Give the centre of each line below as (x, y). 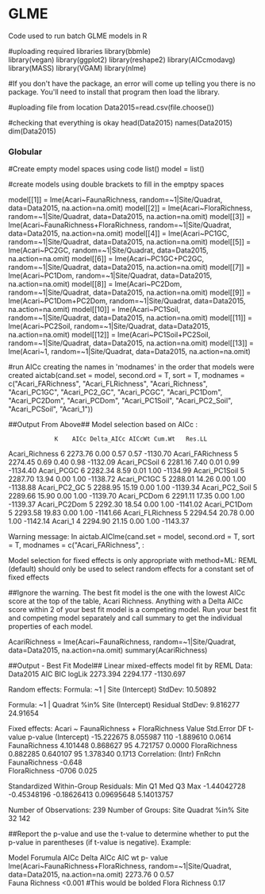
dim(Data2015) (33, 131)
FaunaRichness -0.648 (46, 762)
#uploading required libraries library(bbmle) (80, 51)
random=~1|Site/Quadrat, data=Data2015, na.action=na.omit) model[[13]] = (131, 343)
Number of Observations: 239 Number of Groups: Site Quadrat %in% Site (129, 810)
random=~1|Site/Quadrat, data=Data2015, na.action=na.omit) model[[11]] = (130, 318)
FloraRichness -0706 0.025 (53, 771)
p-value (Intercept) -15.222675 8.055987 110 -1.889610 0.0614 (129, 737)
